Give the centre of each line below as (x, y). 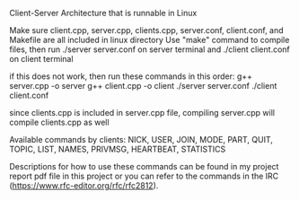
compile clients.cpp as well (59, 122)
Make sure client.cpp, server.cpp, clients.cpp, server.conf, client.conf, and (147, 30)
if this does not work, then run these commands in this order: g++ (131, 76)
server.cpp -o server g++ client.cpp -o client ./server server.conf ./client (143, 86)
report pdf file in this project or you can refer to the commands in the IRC (144, 176)
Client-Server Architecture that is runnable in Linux (103, 13)
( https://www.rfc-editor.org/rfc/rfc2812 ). (84, 186)
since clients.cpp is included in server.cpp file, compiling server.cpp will (142, 113)
